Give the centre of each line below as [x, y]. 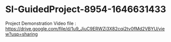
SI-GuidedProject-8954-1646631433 [86, 9]
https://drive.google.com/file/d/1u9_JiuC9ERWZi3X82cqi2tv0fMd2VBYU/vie [85, 28]
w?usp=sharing [22, 34]
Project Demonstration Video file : [41, 23]
